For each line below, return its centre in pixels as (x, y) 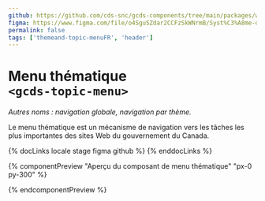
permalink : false (37, 30)
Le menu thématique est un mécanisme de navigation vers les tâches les (126, 128)
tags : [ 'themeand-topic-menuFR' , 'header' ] (81, 37)
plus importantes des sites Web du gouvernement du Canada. (109, 136)
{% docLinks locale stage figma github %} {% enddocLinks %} (110, 151)
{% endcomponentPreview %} (58, 190)
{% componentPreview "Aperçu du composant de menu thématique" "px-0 (130, 166)
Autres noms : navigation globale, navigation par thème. (100, 112)
